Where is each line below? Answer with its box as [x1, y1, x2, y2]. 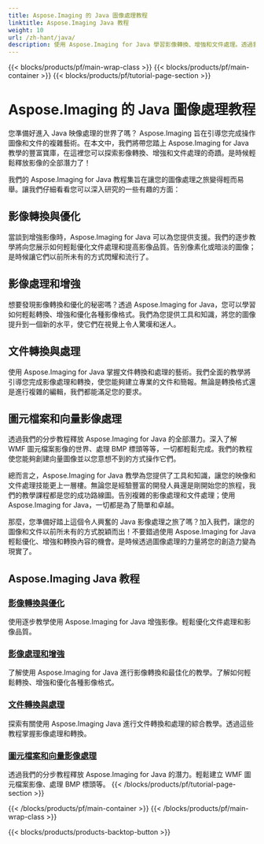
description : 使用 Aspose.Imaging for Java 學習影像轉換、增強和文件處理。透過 [8, 41, 253, 49]
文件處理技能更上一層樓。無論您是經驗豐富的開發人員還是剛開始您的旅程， [8, 481, 249, 490]
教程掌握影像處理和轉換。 [8, 728, 91, 738]
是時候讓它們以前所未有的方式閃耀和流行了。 [8, 251, 153, 261]
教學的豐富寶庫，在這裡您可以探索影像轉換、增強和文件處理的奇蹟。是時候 [8, 148, 249, 158]
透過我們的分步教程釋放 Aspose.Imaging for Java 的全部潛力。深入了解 [8, 434, 237, 444]
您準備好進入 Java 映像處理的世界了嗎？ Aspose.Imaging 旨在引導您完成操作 [8, 128, 256, 138]
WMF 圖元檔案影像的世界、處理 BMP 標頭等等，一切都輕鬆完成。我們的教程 [8, 444, 253, 454]
